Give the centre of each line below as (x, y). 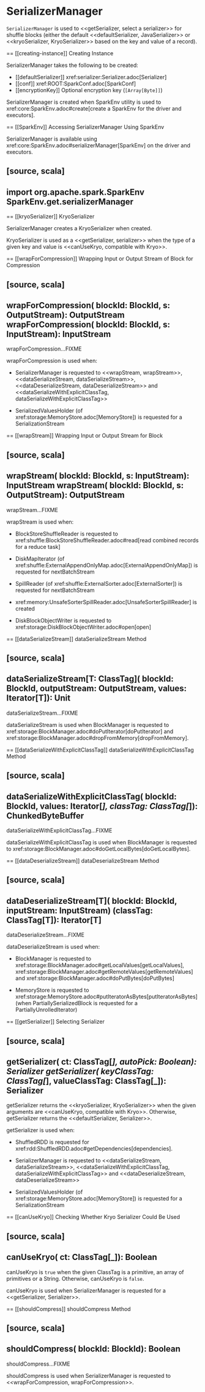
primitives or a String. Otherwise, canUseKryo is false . (75, 1278)
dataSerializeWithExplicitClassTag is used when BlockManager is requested (102, 842)
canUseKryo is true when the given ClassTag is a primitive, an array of (95, 1272)
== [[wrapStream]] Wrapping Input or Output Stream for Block (85, 436)
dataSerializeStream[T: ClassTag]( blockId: (90, 679)
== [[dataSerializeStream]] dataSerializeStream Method (76, 639)
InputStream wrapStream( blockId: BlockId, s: (95, 485)
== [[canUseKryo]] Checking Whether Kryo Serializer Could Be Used (93, 1217)
